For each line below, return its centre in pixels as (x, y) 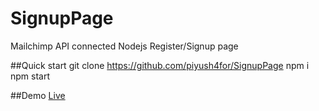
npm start (30, 76)
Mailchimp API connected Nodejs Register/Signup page (124, 46)
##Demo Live (38, 95)
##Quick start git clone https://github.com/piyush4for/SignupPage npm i (160, 65)
